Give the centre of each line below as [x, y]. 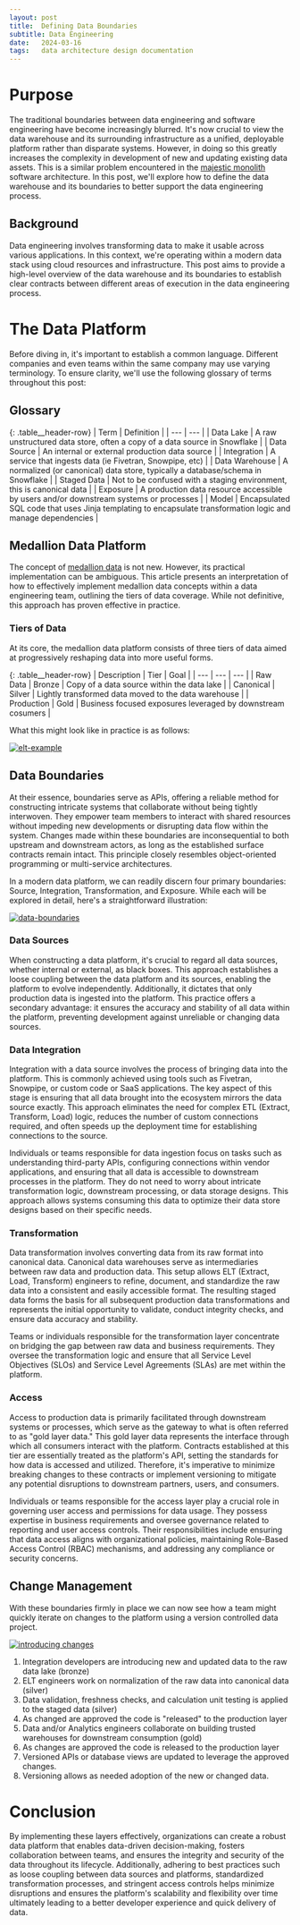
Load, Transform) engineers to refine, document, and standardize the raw [145, 1281]
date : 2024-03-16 [46, 42]
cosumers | [30, 713]
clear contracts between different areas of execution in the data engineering [150, 284]
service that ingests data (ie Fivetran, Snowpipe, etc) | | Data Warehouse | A [149, 461]
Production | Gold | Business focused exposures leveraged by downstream [147, 703]
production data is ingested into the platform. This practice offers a [133, 997]
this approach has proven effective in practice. [95, 606]
